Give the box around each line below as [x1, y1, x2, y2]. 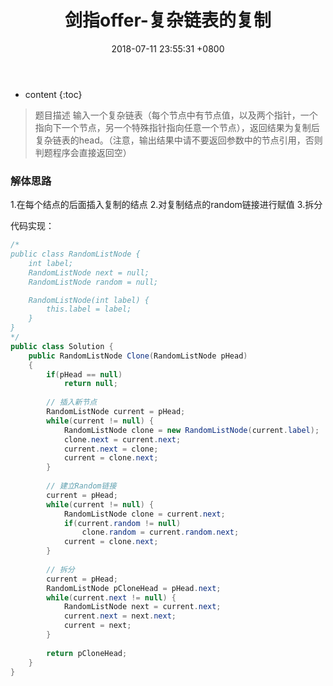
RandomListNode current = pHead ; [46, 407, 186, 417]
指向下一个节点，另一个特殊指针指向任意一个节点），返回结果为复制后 [34, 121, 320, 133]
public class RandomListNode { [10, 249, 141, 260]
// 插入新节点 [46, 397, 98, 408]
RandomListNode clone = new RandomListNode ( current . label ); [63, 425, 320, 435]
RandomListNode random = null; [28, 277, 159, 287]
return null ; [63, 379, 118, 389]
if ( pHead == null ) [46, 369, 123, 380]
